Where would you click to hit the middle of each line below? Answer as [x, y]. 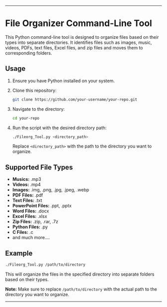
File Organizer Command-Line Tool [79, 23]
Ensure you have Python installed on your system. [64, 81]
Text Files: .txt [27, 200]
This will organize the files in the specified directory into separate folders [80, 274]
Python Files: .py [30, 227]
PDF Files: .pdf [28, 195]
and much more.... [31, 238]
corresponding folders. [29, 53]
